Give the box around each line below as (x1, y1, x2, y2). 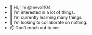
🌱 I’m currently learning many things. (9, 15, 83, 20)
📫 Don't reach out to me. (9, 25, 60, 30)
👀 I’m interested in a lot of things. (9, 9, 75, 15)
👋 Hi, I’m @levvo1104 (9, 5, 51, 10)
